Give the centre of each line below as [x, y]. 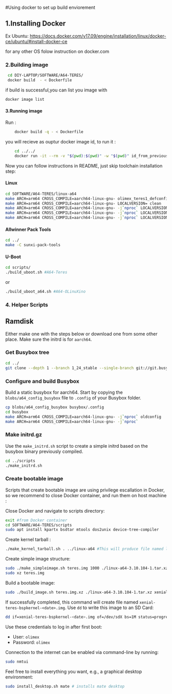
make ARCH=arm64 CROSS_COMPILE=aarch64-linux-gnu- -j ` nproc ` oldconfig [83, 417]
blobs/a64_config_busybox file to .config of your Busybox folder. [73, 397]
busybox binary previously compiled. [44, 451]
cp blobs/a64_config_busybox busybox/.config [55, 407]
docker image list [25, 99]
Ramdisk [19, 322]
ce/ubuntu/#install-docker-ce [36, 41]
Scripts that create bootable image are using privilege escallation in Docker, [85, 490]
